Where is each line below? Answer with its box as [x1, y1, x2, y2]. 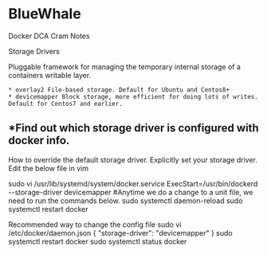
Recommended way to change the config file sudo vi [8, 220, 182, 229]
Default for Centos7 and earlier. [8, 100, 124, 107]
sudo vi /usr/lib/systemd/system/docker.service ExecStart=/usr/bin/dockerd [8, 178, 258, 188]
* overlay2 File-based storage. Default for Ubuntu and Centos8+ [8, 85, 230, 94]
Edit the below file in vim [8, 163, 89, 173]
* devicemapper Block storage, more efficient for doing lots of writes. [8, 92, 259, 100]
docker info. [8, 134, 70, 147]
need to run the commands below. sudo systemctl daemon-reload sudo [8, 196, 243, 205]
